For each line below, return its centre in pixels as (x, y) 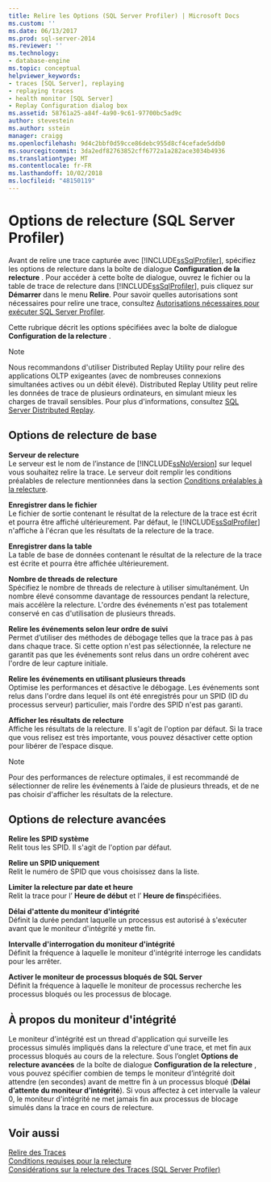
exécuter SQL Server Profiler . (57, 311)
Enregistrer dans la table (50, 546)
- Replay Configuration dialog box (68, 106)
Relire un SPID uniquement (54, 863)
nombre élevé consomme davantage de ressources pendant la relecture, (129, 596)
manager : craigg (35, 136)
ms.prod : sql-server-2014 (52, 38)
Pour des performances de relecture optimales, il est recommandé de (124, 777)
